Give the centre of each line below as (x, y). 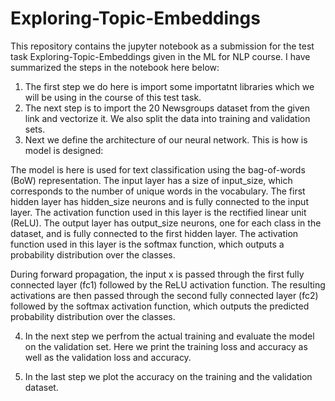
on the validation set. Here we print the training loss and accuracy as (166, 346)
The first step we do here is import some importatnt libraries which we (169, 86)
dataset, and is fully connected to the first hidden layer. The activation (154, 233)
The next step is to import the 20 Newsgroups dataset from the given (167, 108)
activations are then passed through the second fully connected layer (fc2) (164, 295)
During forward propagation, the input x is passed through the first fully (157, 274)
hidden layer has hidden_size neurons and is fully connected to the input (159, 201)
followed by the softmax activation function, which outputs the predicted (160, 306)
